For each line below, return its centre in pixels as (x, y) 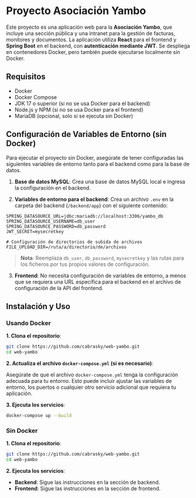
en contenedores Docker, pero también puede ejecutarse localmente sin (93, 52)
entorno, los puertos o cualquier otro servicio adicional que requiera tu (91, 387)
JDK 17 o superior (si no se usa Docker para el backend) (82, 103)
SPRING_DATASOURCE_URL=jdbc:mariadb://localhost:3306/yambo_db (85, 216)
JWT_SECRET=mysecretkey (35, 231)
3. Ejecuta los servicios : (36, 405)
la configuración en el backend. (53, 188)
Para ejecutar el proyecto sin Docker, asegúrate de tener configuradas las (95, 157)
